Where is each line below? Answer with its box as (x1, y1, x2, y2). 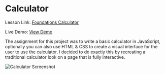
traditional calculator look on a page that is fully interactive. (5, 54, 126, 60)
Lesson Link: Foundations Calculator (5, 19, 79, 25)
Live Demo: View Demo (5, 29, 53, 35)
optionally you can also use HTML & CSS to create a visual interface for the (5, 43, 158, 49)
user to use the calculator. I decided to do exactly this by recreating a (5, 49, 146, 55)
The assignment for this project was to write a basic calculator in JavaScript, (5, 38, 161, 44)
